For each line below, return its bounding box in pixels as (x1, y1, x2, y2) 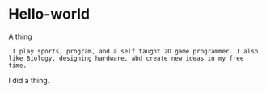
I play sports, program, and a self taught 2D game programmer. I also (11, 47, 259, 55)
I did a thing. (8, 75, 50, 85)
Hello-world (8, 5, 91, 23)
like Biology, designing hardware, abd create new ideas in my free (8, 54, 244, 62)
